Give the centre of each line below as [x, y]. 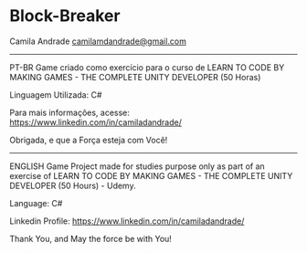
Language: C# [36, 203]
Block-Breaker [65, 16]
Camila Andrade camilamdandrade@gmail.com [98, 41]
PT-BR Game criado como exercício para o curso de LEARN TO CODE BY [147, 67]
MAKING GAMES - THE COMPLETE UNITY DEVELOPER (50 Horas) [135, 77]
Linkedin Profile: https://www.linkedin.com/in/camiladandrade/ [127, 221]
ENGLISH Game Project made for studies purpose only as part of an [137, 166]
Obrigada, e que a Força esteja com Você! [89, 140]
